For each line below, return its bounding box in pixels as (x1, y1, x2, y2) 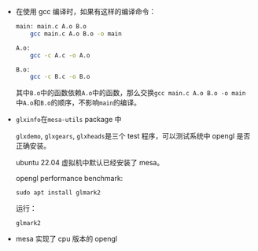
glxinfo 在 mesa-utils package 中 (15, 115, 122, 124)
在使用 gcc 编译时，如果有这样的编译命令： (15, 7, 157, 16)
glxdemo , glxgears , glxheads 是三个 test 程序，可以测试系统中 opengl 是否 (15, 131, 251, 141)
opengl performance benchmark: (15, 174, 123, 183)
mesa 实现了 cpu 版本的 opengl (15, 234, 118, 244)
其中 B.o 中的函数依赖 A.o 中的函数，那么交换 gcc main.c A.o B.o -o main (15, 88, 246, 98)
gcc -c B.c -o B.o (30, 73, 90, 81)
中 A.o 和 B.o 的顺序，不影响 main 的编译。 (15, 98, 142, 108)
